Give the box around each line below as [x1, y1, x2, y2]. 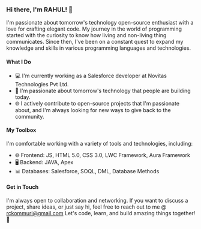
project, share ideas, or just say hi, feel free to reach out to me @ [6, 203, 167, 210]
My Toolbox [6, 126, 37, 134]
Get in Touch [6, 183, 39, 191]
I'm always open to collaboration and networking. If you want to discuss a [6, 197, 188, 204]
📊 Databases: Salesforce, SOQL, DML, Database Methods [14, 167, 160, 174]
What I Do [6, 58, 31, 65]
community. [14, 113, 44, 120]
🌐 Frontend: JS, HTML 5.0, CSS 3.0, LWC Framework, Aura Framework [14, 151, 191, 158]
